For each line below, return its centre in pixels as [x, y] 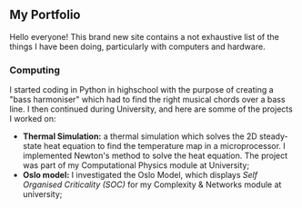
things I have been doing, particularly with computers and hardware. [137, 46]
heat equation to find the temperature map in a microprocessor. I [165, 146]
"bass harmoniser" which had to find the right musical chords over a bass [147, 100]
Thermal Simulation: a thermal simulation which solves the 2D [140, 136]
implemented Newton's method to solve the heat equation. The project [155, 156]
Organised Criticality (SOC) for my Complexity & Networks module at [152, 184]
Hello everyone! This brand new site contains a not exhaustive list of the [144, 36]
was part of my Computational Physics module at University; [136, 165]
